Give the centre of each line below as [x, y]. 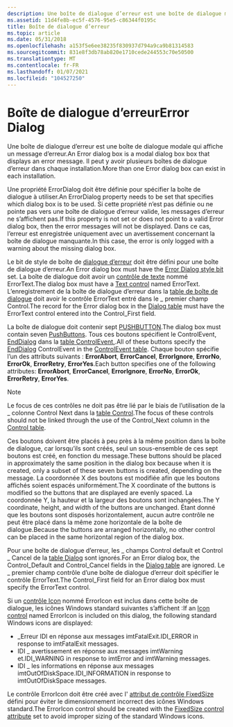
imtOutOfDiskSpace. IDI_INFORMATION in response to [94, 674]
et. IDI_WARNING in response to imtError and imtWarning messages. [114, 659]
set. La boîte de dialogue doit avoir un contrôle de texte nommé [98, 277]
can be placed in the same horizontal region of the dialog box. [96, 537]
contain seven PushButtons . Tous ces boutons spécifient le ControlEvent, [112, 335]
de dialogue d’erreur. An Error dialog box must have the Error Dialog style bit [115, 269]
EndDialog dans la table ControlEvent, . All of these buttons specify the [106, 342]
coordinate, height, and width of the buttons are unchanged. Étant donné [111, 508]
